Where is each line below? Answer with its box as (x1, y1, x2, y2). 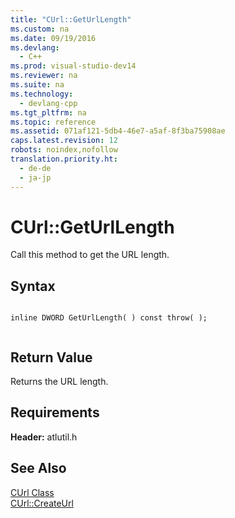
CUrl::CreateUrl (10, 497, 74, 509)
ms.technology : (10, 89, 74, 99)
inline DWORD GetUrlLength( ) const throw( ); (10, 313, 208, 323)
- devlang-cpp (19, 98, 78, 108)
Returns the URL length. (10, 376, 109, 388)
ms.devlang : (10, 42, 60, 53)
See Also (10, 460, 67, 477)
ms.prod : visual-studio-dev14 (10, 61, 137, 71)
